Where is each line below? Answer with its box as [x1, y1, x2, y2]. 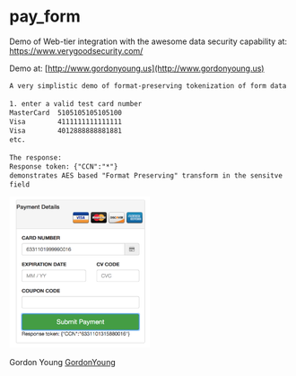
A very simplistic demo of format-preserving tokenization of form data [9, 81, 287, 91]
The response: [9, 153, 63, 162]
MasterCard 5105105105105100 [9, 108, 123, 118]
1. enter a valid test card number [9, 99, 143, 109]
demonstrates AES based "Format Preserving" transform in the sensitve [9, 171, 283, 180]
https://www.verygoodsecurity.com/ [9, 45, 144, 56]
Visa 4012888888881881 [9, 126, 123, 136]
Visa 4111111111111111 [9, 117, 123, 127]
